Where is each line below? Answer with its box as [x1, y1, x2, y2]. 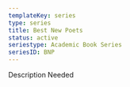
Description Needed [8, 70, 74, 79]
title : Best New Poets [8, 26, 83, 34]
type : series [8, 19, 52, 27]
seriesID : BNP [8, 48, 55, 56]
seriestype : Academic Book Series [8, 41, 123, 49]
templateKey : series [8, 11, 77, 20]
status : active [8, 33, 59, 42]
